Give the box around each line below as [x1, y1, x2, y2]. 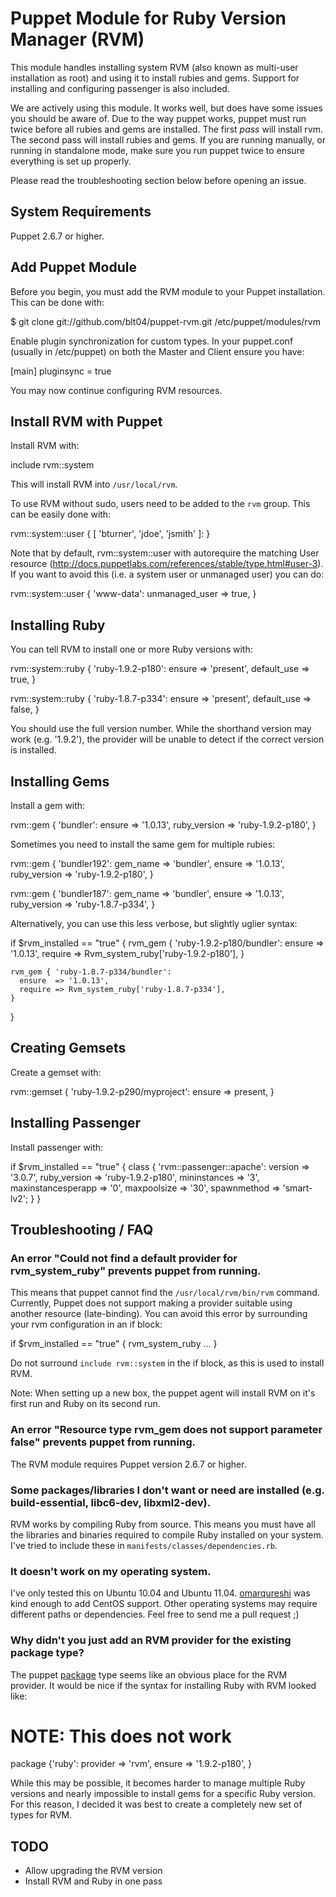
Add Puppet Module [10, 259, 137, 276]
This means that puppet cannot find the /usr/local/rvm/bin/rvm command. [10, 1287, 320, 1299]
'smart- [282, 1182, 313, 1194]
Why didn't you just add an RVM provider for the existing [10, 1633, 292, 1647]
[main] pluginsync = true [10, 365, 112, 377]
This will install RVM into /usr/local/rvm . [10, 478, 178, 491]
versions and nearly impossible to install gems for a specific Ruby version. [10, 1788, 316, 1800]
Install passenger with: [10, 1141, 104, 1153]
